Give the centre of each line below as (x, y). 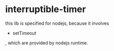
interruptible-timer (46, 9)
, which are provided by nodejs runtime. (47, 43)
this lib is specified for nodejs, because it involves (57, 23)
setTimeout (24, 33)
